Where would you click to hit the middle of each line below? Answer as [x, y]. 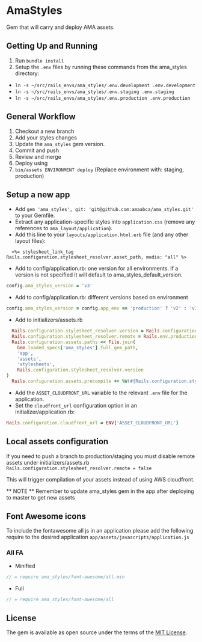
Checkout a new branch [44, 131]
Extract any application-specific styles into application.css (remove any [105, 222]
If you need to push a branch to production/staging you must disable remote [101, 456]
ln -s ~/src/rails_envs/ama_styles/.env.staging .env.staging [94, 92]
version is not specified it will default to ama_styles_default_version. [99, 275]
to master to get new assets [41, 497]
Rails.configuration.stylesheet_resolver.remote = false [79, 468]
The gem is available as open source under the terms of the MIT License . [97, 632]
